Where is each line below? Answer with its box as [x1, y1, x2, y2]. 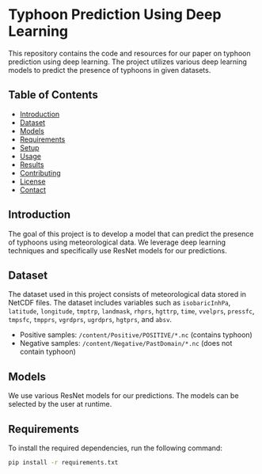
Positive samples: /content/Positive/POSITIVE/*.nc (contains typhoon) [19, 330, 253, 339]
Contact [19, 184, 46, 195]
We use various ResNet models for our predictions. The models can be [8, 391, 239, 400]
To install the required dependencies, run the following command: [8, 443, 223, 453]
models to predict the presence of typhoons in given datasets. [8, 65, 211, 74]
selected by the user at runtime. [8, 400, 112, 409]
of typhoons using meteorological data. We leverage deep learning [8, 237, 226, 247]
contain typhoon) [19, 347, 77, 357]
